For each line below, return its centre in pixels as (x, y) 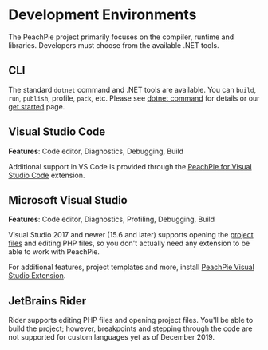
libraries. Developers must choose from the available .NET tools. (114, 45)
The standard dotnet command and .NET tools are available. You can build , (132, 89)
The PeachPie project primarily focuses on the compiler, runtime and (121, 37)
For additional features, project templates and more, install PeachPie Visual (132, 267)
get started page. (37, 106)
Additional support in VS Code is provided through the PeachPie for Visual (130, 166)
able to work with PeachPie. (54, 252)
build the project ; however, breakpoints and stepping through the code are (130, 328)
